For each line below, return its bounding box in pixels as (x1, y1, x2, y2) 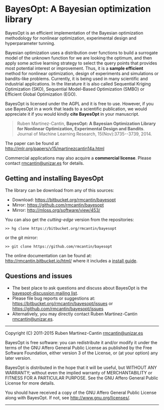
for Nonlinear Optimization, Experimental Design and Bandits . (17, 125, 145, 131)
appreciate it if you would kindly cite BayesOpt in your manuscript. (5, 111, 140, 117)
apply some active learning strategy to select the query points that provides (5, 60, 157, 66)
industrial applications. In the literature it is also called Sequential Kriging (5, 81, 151, 86)
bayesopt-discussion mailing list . (12, 290, 79, 296)
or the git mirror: (5, 234, 38, 240)
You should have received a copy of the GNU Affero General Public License (5, 389, 157, 395)
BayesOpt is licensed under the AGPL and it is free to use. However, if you (5, 101, 154, 106)
